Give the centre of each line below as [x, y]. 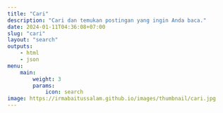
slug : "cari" [26, 33]
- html [30, 53]
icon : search [64, 92]
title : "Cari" [28, 14]
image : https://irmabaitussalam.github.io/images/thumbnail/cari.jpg [112, 99]
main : [28, 72]
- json [30, 60]
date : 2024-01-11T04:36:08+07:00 [56, 27]
